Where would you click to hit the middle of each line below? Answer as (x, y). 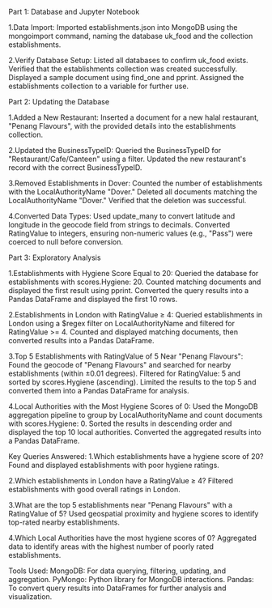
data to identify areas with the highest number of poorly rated (111, 546)
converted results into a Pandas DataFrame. (82, 340)
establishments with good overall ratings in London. (94, 489)
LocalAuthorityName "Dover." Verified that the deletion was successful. (127, 200)
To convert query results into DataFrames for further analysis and (117, 588)
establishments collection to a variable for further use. (98, 86)
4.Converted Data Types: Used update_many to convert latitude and (122, 216)
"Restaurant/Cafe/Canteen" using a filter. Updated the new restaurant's (127, 159)
